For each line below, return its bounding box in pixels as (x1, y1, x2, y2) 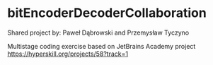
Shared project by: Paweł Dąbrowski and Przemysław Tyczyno (7, 28, 190, 37)
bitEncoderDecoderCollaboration (7, 5, 207, 21)
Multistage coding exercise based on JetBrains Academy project (7, 42, 196, 50)
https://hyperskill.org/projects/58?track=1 (7, 49, 129, 58)
